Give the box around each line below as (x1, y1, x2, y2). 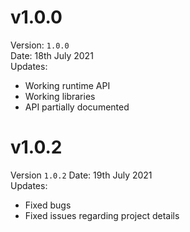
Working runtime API (24, 79, 111, 91)
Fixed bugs (24, 199, 72, 211)
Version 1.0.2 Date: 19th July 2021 (10, 169, 153, 181)
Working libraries (24, 90, 96, 102)
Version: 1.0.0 (10, 39, 70, 51)
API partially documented (24, 101, 130, 113)
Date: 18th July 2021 (10, 49, 94, 61)
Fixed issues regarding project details (24, 209, 180, 221)
